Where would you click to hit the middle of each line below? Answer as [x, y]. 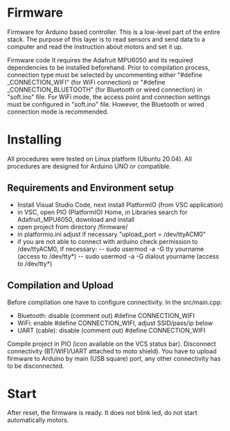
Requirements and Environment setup [91, 188]
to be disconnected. [36, 366]
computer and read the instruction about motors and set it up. [95, 46]
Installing [35, 140]
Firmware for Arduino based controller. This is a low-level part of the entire [114, 32]
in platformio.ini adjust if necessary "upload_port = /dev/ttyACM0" [112, 234]
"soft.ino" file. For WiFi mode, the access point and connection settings [109, 97]
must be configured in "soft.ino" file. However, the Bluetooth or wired [106, 104]
